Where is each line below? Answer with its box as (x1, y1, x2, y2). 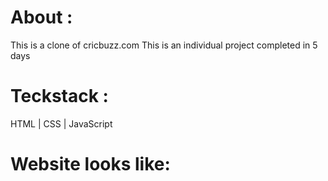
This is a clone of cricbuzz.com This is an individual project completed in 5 (10, 39, 318, 51)
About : (10, 6, 73, 29)
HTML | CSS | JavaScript (10, 117, 113, 130)
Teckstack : (10, 85, 109, 108)
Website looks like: (10, 153, 171, 176)
